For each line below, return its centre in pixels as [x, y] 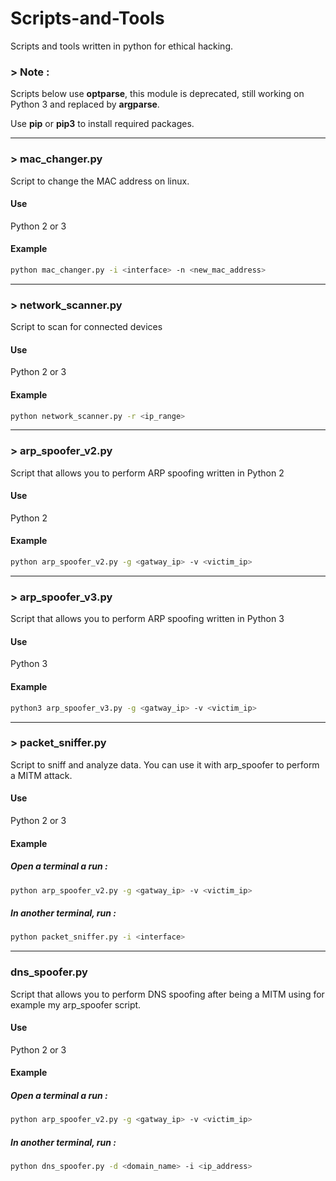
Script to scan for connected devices [86, 327]
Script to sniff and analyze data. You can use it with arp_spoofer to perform [165, 764]
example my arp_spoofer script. [76, 1004]
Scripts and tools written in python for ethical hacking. [122, 46]
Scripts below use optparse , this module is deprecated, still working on [157, 94]
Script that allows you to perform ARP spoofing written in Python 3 [147, 619]
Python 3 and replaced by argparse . [85, 104]
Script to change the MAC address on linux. [100, 181]
